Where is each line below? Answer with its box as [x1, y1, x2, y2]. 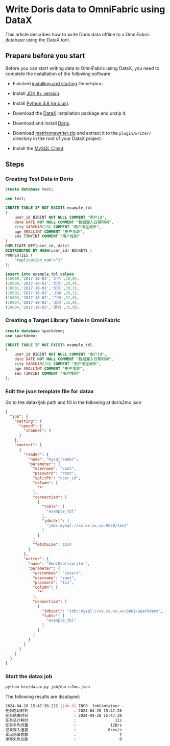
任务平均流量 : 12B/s [5, 723, 122, 728]
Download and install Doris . [12, 120, 70, 126]
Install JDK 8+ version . [12, 90, 61, 97]
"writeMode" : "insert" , [32, 570, 83, 575]
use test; [5, 196, 27, 201]
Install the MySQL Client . [12, 145, 65, 151]
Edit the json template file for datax [5, 388, 94, 395]
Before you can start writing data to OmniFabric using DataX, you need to [5, 65, 160, 71]
